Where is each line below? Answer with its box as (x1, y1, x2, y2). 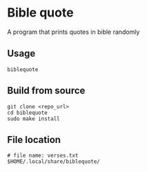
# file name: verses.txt (7, 152, 79, 160)
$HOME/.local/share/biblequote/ (7, 158, 100, 165)
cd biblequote (7, 109, 48, 116)
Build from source (7, 85, 86, 97)
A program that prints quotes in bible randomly (7, 28, 140, 36)
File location (7, 133, 61, 146)
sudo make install (7, 115, 60, 122)
